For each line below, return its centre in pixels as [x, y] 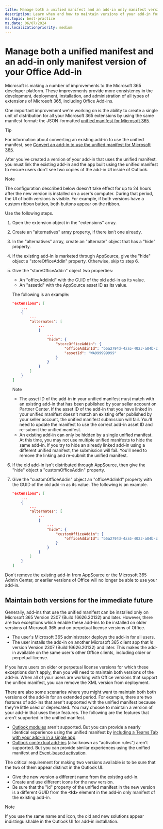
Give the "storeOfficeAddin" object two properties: [62, 271]
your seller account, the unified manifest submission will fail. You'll [86, 419]
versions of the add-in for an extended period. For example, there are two [79, 697]
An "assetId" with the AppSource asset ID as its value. [73, 285]
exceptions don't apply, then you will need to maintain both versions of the [80, 672]
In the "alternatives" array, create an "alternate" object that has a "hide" [84, 242]
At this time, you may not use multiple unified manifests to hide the [86, 440]
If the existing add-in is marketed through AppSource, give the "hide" [81, 256]
